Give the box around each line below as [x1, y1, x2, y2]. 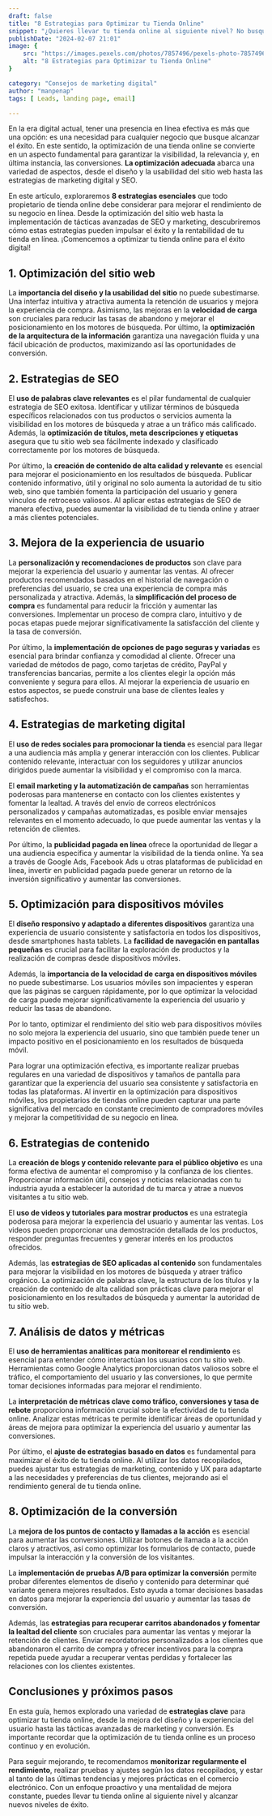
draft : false [8, 11, 53, 20]
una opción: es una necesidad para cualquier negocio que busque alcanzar [8, 132, 260, 142]
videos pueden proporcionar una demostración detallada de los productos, [8, 1225, 258, 1235]
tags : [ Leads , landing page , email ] [8, 94, 136, 102]
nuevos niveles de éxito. [8, 1799, 89, 1810]
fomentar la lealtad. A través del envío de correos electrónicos [8, 798, 216, 807]
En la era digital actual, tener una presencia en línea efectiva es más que [8, 123, 250, 134]
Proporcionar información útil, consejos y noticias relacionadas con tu [8, 1175, 241, 1185]
